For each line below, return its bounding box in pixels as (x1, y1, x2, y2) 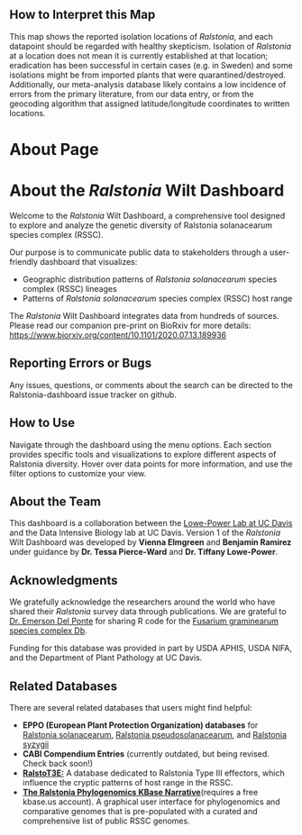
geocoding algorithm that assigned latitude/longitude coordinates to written (9, 98, 290, 109)
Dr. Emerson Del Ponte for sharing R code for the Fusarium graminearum (9, 616, 279, 627)
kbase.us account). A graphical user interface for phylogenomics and (22, 796, 281, 807)
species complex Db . (9, 625, 87, 636)
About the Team (9, 494, 102, 509)
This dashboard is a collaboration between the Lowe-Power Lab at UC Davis (9, 518, 293, 529)
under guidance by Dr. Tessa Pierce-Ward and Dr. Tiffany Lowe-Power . (9, 547, 279, 558)
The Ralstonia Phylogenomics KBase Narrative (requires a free (22, 787, 259, 797)
